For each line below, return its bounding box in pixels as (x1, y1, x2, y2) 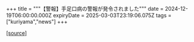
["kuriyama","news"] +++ (6, 18, 68, 25)
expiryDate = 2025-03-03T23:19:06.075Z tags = (53, 12, 172, 19)
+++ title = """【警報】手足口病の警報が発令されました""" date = (6, 5, 164, 12)
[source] (6, 30, 27, 37)
